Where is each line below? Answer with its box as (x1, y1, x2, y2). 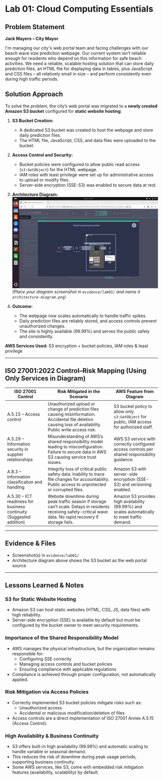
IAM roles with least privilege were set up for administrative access (19, 172, 154, 177)
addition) (7, 519, 25, 525)
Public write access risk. (48, 426, 97, 432)
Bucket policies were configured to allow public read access (19, 161, 140, 167)
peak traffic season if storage (48, 498, 107, 504)
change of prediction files (48, 406, 99, 412)
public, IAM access (114, 419, 152, 425)
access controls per (114, 446, 154, 452)
